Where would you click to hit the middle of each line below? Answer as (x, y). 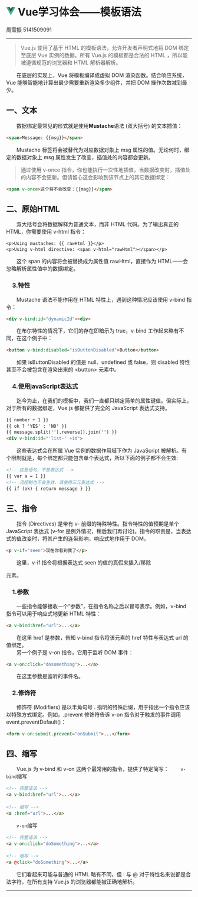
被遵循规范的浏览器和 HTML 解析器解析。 (71, 62)
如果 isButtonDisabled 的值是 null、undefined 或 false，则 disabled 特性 (103, 362)
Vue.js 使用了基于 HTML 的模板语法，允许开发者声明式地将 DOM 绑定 (105, 47)
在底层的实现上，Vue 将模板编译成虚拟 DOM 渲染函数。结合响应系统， (102, 75)
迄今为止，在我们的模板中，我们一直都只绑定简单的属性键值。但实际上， (104, 401)
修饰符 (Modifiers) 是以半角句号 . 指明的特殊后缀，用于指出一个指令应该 (103, 707)
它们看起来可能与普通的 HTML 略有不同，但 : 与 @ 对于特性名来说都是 (101, 875)
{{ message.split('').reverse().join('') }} (62, 433)
